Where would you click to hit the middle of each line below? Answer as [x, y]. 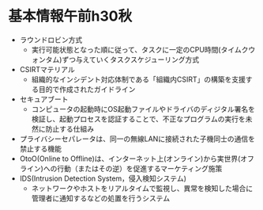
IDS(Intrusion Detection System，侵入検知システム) [103, 178]
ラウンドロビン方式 [51, 40]
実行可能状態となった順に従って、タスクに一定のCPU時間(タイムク [140, 49]
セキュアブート [44, 99]
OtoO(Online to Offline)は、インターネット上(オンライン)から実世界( [130, 158]
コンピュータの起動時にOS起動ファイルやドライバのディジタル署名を [143, 109]
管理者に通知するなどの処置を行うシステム [101, 198]
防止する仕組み [70, 128]
